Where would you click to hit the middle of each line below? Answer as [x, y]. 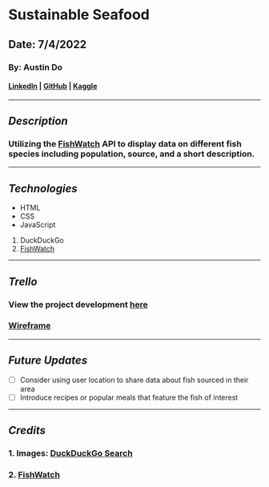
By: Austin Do [35, 67]
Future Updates [48, 361]
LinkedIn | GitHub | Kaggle [53, 87]
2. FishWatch [34, 474]
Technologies [43, 189]
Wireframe [30, 326]
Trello [23, 282]
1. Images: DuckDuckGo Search [71, 453]
